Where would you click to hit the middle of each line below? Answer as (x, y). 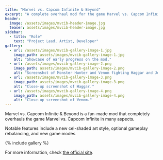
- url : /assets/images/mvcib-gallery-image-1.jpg (60, 50)
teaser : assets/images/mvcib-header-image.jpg (57, 28)
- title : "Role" (26, 37)
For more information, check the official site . (49, 152)
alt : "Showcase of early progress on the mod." (63, 59)
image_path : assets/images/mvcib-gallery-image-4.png (69, 95)
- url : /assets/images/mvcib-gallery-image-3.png (60, 77)
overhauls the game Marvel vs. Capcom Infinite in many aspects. (70, 119)
